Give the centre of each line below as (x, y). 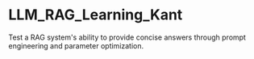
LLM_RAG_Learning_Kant (96, 15)
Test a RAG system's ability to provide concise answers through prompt (127, 37)
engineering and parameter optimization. (76, 45)
